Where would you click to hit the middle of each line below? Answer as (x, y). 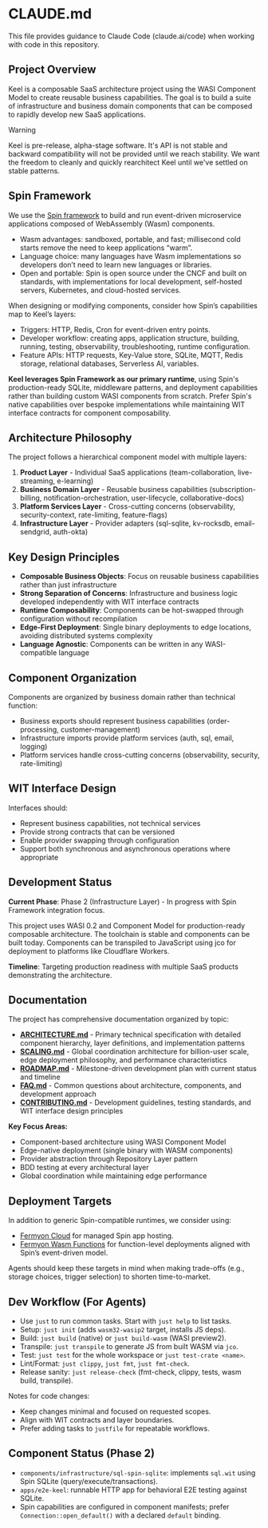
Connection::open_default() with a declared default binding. (120, 1515)
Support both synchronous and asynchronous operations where (125, 848)
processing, (39, 729)
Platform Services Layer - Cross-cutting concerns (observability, (127, 506)
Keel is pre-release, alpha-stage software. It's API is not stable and (118, 145)
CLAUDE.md (50, 14)
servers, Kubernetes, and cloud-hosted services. (100, 290)
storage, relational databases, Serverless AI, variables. (109, 363)
